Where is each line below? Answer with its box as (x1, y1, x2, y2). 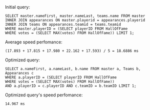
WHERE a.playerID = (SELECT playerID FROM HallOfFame (5, 75, 117, 80)
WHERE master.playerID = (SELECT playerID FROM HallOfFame (5, 26, 128, 31)
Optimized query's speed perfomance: (5, 92, 83, 98)
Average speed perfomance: (5, 39, 63, 45)
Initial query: (5, 4, 30, 10)
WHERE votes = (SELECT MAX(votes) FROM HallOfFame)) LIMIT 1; (5, 31, 134, 36)
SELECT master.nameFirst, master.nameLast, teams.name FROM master (5, 14, 146, 18)
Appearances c (5, 71, 34, 75)
